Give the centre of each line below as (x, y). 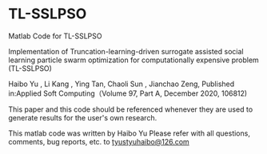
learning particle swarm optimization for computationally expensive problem (134, 60)
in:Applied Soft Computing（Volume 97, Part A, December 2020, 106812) (128, 93)
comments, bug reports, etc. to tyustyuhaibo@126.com (99, 141)
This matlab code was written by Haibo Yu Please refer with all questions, (129, 133)
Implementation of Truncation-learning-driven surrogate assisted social (126, 51)
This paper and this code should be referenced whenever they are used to (131, 109)
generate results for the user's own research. (83, 117)
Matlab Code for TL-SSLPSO (55, 36)
